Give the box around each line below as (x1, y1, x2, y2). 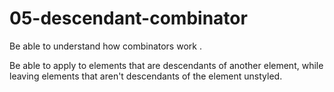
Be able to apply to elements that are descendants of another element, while (9, 59, 324, 71)
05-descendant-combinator (9, 7, 248, 30)
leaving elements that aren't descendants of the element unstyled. (9, 70, 283, 82)
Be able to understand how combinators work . (9, 40, 202, 52)
